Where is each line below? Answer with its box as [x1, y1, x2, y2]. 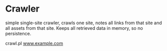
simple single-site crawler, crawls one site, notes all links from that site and [5, 20, 162, 26]
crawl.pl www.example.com [5, 40, 63, 46]
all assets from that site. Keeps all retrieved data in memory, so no [5, 25, 143, 31]
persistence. [5, 30, 31, 36]
